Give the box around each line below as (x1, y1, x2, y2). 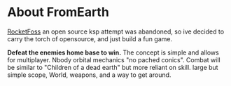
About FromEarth (7, 4, 110, 20)
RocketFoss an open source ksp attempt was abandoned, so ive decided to (7, 27, 225, 36)
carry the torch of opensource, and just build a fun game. (7, 34, 173, 43)
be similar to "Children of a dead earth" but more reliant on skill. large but (7, 63, 218, 71)
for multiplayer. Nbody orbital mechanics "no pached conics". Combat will (7, 55, 220, 64)
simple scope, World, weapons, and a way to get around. (7, 71, 171, 79)
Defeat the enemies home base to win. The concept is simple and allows (7, 48, 219, 57)
